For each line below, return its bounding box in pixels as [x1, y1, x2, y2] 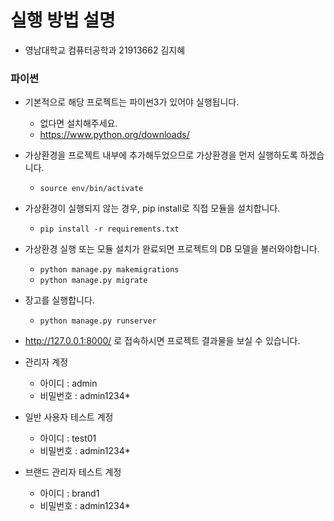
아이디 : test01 [39, 432, 97, 445]
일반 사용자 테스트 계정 [24, 411, 114, 423]
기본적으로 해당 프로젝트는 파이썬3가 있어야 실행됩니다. [24, 96, 240, 108]
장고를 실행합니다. [24, 294, 95, 306]
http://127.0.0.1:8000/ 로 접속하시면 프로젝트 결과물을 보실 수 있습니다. [24, 335, 301, 347]
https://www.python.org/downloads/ [39, 129, 190, 141]
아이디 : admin [39, 377, 98, 390]
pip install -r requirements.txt [39, 224, 180, 235]
